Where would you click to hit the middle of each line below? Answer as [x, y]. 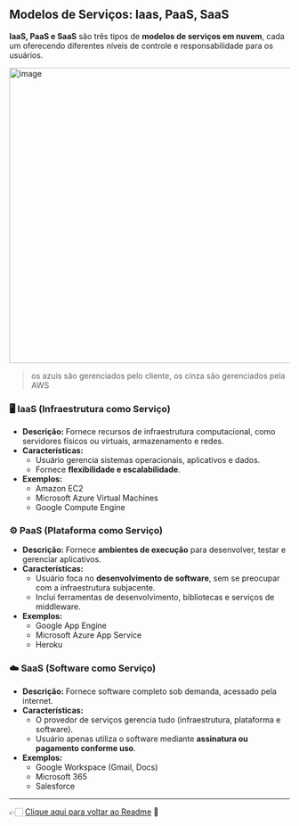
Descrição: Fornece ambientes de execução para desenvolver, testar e [154, 550]
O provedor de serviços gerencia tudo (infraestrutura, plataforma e [158, 719]
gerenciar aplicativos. [62, 559]
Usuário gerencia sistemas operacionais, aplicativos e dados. [148, 460]
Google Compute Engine [81, 508]
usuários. [26, 55]
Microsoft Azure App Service [89, 635]
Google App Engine [71, 626]
